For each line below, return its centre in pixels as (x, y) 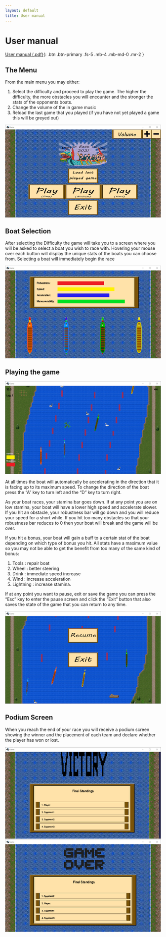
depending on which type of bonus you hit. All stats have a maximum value (82, 543)
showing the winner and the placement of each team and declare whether (80, 735)
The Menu (21, 70)
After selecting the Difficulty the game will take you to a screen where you (80, 243)
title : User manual (25, 16)
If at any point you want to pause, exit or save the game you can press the (81, 594)
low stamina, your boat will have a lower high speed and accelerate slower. (81, 507)
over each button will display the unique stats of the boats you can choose (81, 254)
